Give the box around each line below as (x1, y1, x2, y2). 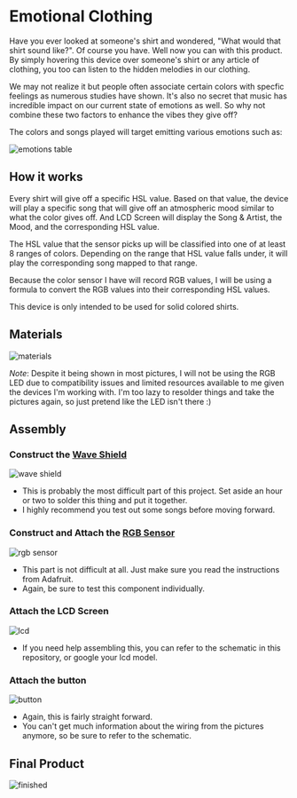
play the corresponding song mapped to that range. (9, 257, 198, 268)
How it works (9, 170, 83, 185)
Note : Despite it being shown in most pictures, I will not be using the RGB (9, 367, 276, 378)
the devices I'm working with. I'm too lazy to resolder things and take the (9, 386, 275, 397)
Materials (9, 327, 63, 343)
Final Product (9, 756, 84, 771)
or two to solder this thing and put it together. (21, 495, 188, 506)
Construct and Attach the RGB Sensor (9, 526, 176, 539)
